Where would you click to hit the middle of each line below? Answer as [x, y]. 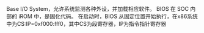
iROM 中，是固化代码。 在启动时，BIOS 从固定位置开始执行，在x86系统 [108, 16]
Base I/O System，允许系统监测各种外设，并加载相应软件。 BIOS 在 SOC [98, 9]
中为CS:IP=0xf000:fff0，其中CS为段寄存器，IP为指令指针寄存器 [86, 24]
